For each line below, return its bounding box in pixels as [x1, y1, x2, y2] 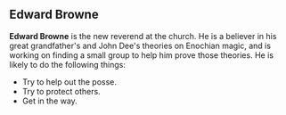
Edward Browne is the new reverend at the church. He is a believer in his [9, 30, 277, 41]
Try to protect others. [21, 86, 101, 96]
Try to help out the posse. [21, 76, 118, 87]
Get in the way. [21, 95, 78, 106]
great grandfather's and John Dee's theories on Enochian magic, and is [9, 40, 272, 51]
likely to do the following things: [9, 59, 127, 70]
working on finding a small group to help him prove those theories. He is [9, 49, 274, 61]
